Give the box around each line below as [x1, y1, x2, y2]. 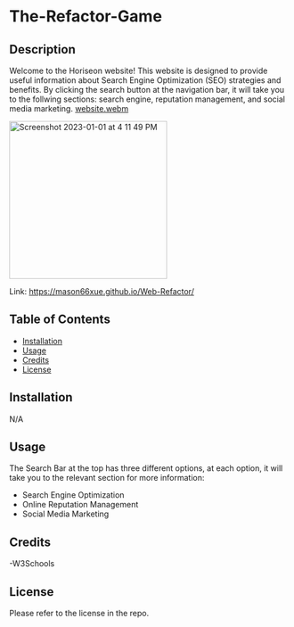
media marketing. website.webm [9, 103, 129, 113]
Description [9, 42, 76, 57]
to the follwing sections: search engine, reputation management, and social [9, 94, 285, 104]
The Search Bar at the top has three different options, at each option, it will [9, 463, 283, 474]
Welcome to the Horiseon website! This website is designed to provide [9, 65, 268, 76]
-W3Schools [9, 558, 55, 569]
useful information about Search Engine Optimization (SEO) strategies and [9, 75, 282, 86]
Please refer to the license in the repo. [9, 608, 150, 619]
